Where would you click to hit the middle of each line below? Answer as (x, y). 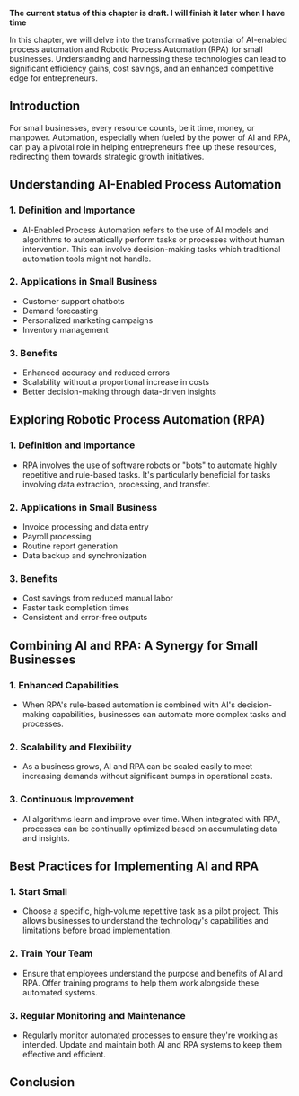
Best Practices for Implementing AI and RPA (134, 867)
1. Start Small (39, 891)
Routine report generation (70, 546)
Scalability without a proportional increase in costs (115, 382)
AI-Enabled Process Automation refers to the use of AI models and (145, 230)
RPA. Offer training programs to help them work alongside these (141, 983)
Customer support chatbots (73, 301)
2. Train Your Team (51, 953)
